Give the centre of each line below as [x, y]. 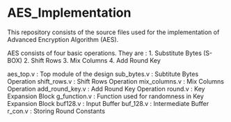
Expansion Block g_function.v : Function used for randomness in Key [105, 96]
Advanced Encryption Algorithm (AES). [63, 39]
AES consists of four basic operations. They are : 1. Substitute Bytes [104, 53]
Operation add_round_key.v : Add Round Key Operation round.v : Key [106, 89]
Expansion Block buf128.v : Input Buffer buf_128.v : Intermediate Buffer [108, 103]
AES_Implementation [69, 13]
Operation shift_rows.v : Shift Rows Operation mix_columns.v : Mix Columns [116, 81]
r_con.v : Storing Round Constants [56, 111]
